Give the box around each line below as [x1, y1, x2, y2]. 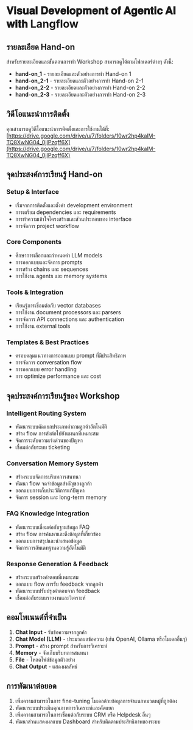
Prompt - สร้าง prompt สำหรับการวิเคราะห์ [15, 642, 108, 649]
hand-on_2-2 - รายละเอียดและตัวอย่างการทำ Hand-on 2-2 [15, 84, 146, 91]
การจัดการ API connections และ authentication [15, 315, 125, 323]
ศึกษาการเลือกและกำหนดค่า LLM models [15, 251, 102, 259]
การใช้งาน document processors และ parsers [15, 309, 121, 316]
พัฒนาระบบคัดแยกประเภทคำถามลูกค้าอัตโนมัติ [15, 423, 108, 430]
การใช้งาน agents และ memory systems [15, 272, 108, 279]
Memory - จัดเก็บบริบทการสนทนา [15, 649, 88, 656]
